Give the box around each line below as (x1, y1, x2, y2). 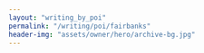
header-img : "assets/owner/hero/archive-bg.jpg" (8, 30, 196, 39)
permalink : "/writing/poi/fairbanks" (8, 22, 151, 31)
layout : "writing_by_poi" (8, 13, 106, 22)
